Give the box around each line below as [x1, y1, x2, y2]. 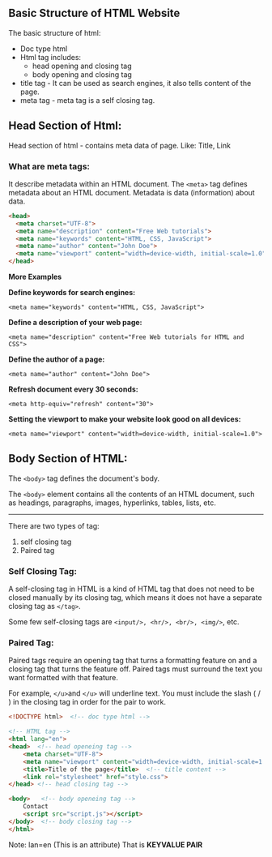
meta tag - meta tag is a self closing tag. [19, 95, 155, 105]
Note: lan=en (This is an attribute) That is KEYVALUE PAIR [8, 839, 203, 850]
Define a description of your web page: [8, 318, 143, 328]
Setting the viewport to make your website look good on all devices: [8, 414, 241, 424]
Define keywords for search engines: [8, 288, 136, 298]
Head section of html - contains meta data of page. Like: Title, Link [8, 140, 231, 150]
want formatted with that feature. [8, 673, 119, 683]
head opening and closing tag [32, 61, 132, 71]
